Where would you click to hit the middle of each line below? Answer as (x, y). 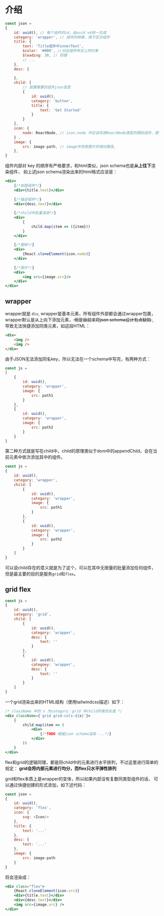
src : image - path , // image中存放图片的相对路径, (69, 147)
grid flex (18, 590)
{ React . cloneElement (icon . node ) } (57, 254)
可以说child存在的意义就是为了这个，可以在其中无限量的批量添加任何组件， (81, 567)
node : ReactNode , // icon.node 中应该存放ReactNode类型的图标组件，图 (91, 133)
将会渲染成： (18, 877)
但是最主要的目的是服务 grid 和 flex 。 (42, 574)
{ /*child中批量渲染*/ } (35, 213)
